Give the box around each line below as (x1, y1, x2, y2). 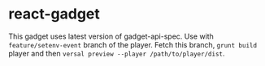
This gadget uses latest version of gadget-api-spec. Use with (8, 31, 214, 41)
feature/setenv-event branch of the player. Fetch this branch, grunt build (8, 39, 258, 49)
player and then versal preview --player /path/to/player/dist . (8, 48, 225, 58)
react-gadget (8, 5, 100, 23)
